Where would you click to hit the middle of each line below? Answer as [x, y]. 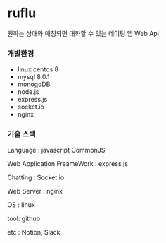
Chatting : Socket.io [36, 177]
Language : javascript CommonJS [56, 150]
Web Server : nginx [35, 191]
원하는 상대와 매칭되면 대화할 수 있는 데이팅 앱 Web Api [83, 33]
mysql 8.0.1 [34, 77]
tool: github [24, 218]
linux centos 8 [38, 69]
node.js [28, 92]
